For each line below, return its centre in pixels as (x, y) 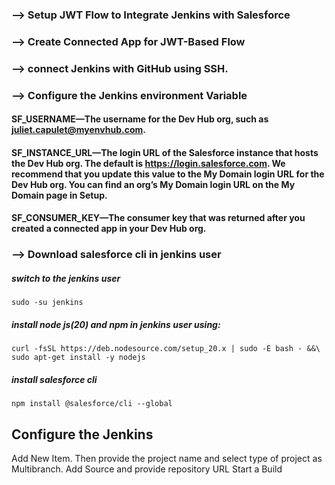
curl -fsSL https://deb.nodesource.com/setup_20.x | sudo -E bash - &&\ (166, 349)
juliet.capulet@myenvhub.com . (78, 130)
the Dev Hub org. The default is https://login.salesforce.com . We (148, 163)
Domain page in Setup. (59, 195)
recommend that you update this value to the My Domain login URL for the (168, 174)
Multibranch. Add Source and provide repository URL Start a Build (147, 469)
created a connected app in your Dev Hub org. (109, 229)
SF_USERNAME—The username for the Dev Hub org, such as (140, 119)
